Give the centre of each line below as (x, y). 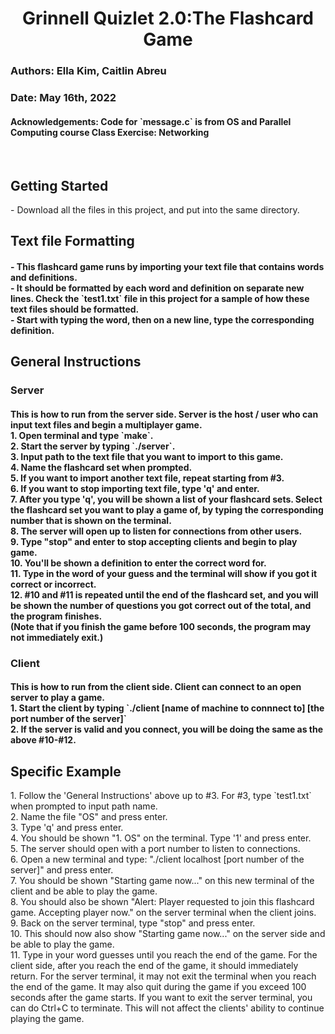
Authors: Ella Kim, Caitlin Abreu (88, 71)
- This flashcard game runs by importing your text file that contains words (167, 267)
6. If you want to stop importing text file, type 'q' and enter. (135, 488)
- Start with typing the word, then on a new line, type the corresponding (162, 320)
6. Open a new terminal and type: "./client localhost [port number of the (157, 859)
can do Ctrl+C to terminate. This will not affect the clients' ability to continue (167, 1008)
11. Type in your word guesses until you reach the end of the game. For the (164, 955)
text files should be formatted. (75, 309)
